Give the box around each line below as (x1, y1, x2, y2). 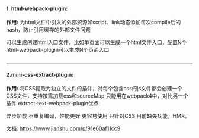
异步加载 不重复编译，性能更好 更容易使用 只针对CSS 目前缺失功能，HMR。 (6, 112, 191, 120)
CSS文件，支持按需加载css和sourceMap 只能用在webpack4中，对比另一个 (6, 92, 188, 99)
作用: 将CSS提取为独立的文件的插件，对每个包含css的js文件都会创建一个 (6, 85, 183, 92)
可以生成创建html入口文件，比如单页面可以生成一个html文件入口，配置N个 (6, 39, 187, 46)
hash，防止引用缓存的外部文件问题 (6, 26, 91, 33)
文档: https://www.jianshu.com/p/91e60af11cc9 (6, 125, 121, 132)
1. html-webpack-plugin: (6, 5, 68, 12)
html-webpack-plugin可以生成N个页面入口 (6, 46, 110, 54)
